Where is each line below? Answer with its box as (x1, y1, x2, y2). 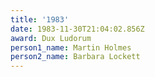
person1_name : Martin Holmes (10, 42, 132, 53)
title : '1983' (10, 14, 70, 25)
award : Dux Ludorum (10, 33, 92, 43)
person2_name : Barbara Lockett (10, 52, 141, 62)
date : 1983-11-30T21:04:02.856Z (10, 24, 145, 34)
